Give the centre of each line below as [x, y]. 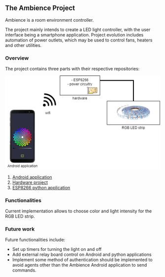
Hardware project [30, 182]
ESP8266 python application [41, 187]
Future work [20, 229]
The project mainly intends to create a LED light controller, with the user [78, 30]
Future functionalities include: [35, 240]
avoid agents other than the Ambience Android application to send [80, 265]
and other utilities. [23, 45]
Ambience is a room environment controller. [49, 20]
